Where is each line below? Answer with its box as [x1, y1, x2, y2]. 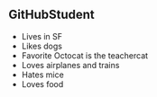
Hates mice [21, 69, 64, 80]
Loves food [21, 78, 64, 89]
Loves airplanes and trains [21, 59, 120, 70]
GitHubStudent [8, 7, 96, 22]
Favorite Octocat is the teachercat [21, 49, 149, 61]
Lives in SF [21, 31, 63, 41]
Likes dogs [21, 40, 62, 51]
